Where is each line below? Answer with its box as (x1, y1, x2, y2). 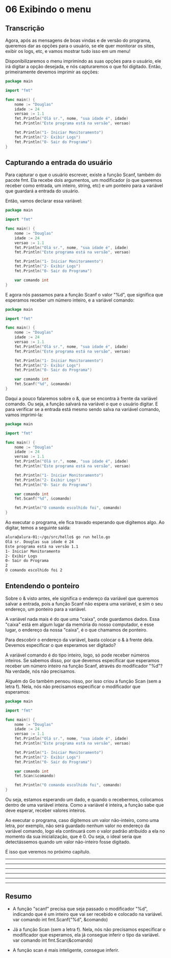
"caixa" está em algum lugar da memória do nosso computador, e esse (5, 621, 154, 627)
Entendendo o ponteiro (5, 582, 80, 590)
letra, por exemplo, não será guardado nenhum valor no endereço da (5, 823, 150, 829)
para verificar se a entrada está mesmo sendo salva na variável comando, (5, 406, 160, 412)
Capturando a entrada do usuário (5, 158, 113, 167)
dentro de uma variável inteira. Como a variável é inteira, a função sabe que (5, 802, 164, 808)
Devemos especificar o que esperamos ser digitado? (5, 642, 116, 648)
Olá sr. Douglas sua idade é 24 (5, 539, 74, 544)
